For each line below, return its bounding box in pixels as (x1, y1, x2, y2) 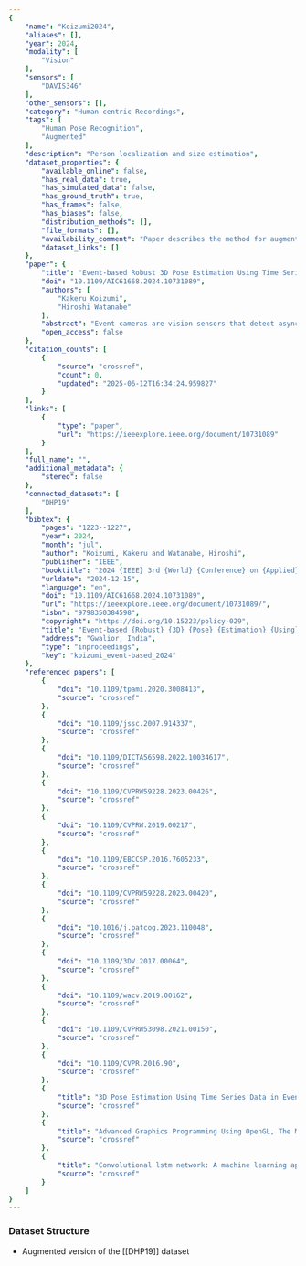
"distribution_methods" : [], (41, 217, 153, 227)
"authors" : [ (41, 285, 91, 294)
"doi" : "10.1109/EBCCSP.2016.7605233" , (57, 855, 209, 864)
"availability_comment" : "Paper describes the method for (41, 234, 267, 243)
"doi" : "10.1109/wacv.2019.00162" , (57, 991, 194, 1000)
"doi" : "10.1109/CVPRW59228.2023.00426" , (57, 787, 218, 796)
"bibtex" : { (25, 515, 70, 524)
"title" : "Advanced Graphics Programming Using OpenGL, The (57, 1126, 291, 1136)
